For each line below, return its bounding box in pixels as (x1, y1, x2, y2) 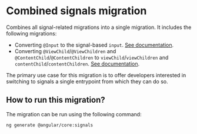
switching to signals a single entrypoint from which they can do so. (6, 78, 169, 85)
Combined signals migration (6, 4, 147, 18)
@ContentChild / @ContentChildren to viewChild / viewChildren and (14, 54, 169, 61)
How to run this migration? (6, 95, 106, 105)
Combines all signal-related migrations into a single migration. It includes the (6, 24, 192, 31)
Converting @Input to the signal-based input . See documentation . (14, 41, 174, 48)
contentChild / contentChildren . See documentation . (14, 60, 140, 67)
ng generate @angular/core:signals (6, 122, 94, 128)
